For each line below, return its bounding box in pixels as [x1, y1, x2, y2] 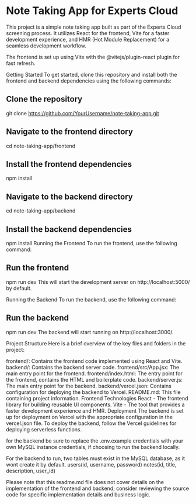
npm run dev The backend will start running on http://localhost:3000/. [6, 328, 174, 335]
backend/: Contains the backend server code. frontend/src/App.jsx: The [6, 364, 180, 371]
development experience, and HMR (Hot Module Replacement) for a [6, 36, 170, 43]
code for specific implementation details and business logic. [6, 491, 150, 498]
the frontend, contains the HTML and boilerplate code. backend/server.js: [6, 376, 183, 383]
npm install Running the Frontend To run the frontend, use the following [6, 240, 178, 246]
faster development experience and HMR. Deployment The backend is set [6, 407, 184, 414]
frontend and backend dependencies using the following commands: [6, 77, 172, 84]
